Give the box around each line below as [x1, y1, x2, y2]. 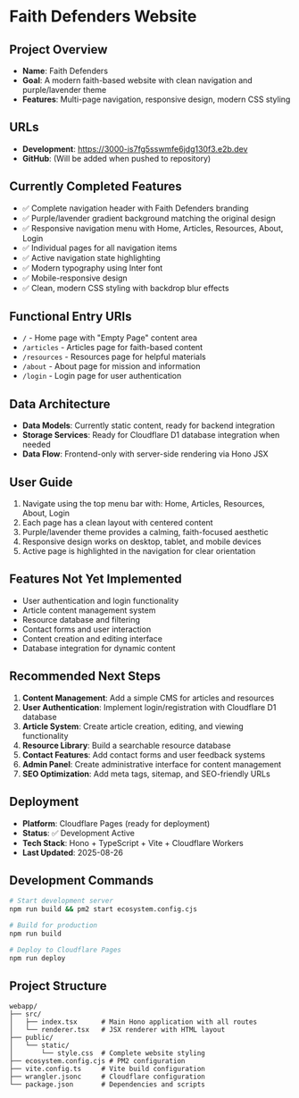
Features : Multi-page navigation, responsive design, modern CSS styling [21, 94, 291, 105]
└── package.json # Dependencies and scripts [9, 1080, 205, 1089]
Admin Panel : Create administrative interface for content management [21, 759, 282, 769]
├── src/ [9, 1010, 42, 1019]
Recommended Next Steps [9, 668, 162, 684]
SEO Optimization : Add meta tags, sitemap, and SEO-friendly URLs [21, 768, 270, 779]
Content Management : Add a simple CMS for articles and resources [21, 692, 275, 703]
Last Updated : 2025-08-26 [21, 847, 123, 858]
